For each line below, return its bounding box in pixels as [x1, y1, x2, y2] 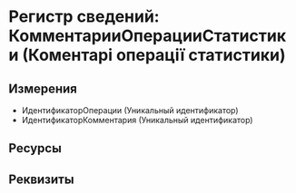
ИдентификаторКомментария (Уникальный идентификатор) [21, 115, 253, 125]
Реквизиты [8, 171, 74, 187]
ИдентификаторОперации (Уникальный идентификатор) [21, 105, 239, 115]
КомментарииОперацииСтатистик [8, 25, 287, 46]
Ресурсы [8, 140, 63, 156]
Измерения [8, 81, 78, 96]
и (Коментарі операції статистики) [8, 45, 287, 65]
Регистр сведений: [8, 6, 160, 27]
